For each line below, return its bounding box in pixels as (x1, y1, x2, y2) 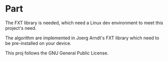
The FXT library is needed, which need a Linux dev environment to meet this (5, 20, 163, 26)
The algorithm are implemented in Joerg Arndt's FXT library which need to (5, 35, 159, 41)
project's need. (5, 25, 37, 31)
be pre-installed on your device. (5, 40, 71, 46)
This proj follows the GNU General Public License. (5, 50, 109, 56)
